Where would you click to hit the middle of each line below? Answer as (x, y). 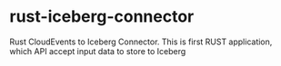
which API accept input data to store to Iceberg (98, 51)
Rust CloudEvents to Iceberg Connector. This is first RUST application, (141, 42)
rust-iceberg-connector (102, 17)
